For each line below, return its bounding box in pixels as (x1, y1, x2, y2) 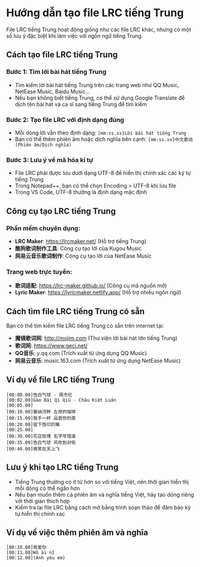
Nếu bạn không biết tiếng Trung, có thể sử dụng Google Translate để (14, 94, 185, 102)
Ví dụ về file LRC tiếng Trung (6, 375, 115, 385)
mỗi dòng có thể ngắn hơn (14, 484, 80, 492)
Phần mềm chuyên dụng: (6, 224, 81, 232)
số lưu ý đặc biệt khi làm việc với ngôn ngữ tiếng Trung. (6, 32, 143, 39)
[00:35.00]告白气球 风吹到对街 (6, 439, 76, 446)
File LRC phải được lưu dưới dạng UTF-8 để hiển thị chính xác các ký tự (14, 169, 192, 177)
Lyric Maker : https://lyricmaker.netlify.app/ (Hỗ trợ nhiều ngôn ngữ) (14, 289, 181, 296)
